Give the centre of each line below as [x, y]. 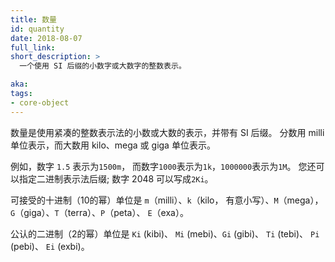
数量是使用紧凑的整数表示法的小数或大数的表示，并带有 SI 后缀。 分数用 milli [167, 132]
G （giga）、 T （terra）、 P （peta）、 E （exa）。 [99, 212]
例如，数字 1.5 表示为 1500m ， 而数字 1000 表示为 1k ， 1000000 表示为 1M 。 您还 [163, 166]
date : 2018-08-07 [46, 38]
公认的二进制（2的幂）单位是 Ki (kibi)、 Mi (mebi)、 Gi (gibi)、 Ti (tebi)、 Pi [165, 233]
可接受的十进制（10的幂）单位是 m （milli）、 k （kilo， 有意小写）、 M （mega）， [167, 200]
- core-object [40, 102]
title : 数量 [33, 19]
